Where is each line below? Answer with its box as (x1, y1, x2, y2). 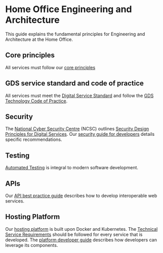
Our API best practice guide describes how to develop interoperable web (5, 193, 157, 198)
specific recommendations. (5, 136, 62, 142)
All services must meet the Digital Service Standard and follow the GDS (5, 92, 154, 98)
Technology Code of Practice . (5, 97, 68, 104)
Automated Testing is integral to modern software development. (5, 165, 138, 171)
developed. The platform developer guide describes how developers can (5, 236, 157, 243)
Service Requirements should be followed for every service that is (5, 231, 143, 237)
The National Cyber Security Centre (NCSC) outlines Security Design (5, 126, 149, 132)
